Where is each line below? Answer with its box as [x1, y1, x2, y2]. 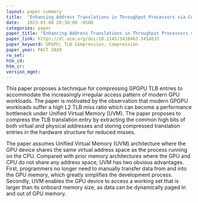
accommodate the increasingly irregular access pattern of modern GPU [6, 91, 180, 98]
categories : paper [6, 25, 51, 31]
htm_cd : [6, 58, 25, 64]
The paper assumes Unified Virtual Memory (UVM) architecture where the [6, 140, 186, 147]
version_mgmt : [6, 69, 41, 75]
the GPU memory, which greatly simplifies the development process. [6, 171, 173, 178]
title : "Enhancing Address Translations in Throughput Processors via [6, 14, 186, 20]
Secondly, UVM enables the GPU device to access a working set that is [6, 178, 179, 185]
